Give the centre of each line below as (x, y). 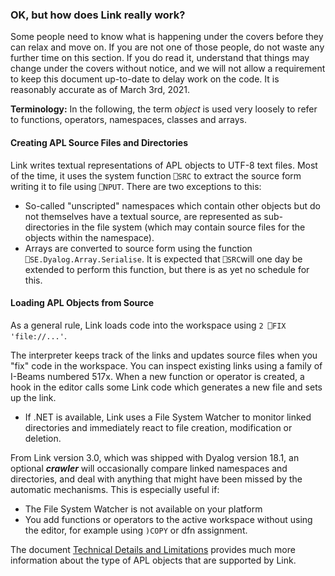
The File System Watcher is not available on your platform (143, 509)
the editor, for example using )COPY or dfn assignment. (136, 530)
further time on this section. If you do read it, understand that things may (160, 58)
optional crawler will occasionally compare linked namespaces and (149, 468)
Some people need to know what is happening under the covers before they (167, 37)
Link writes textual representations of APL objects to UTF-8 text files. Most (164, 165)
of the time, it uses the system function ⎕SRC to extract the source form (156, 175)
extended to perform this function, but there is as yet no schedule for (167, 269)
